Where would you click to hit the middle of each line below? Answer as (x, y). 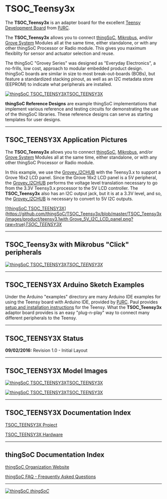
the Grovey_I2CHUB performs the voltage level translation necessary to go (82, 183)
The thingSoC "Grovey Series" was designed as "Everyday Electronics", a (81, 63)
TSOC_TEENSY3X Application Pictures (66, 140)
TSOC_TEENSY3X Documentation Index (68, 413)
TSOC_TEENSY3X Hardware (34, 434)
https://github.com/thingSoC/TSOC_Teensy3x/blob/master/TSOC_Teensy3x (84, 214)
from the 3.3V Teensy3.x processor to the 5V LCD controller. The (72, 188)
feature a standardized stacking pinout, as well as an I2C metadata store (79, 79)
